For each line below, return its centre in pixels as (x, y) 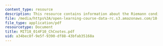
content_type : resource (29, 9)
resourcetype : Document (29, 27)
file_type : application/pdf (33, 23)
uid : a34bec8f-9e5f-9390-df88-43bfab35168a (50, 36)
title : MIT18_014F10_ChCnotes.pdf (40, 32)
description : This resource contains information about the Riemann (76, 14)
